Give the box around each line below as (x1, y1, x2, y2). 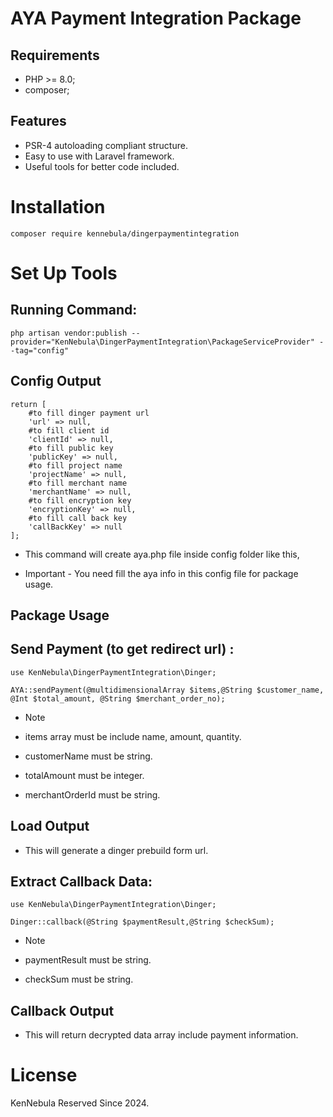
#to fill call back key (28, 513, 128, 523)
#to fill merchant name (28, 478, 128, 488)
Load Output (10, 818, 90, 835)
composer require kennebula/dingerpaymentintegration (10, 228, 240, 239)
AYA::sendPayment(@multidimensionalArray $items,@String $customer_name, (10, 685, 325, 695)
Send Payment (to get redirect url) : (10, 641, 235, 658)
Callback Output (10, 1002, 115, 1019)
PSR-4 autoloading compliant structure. (24, 139, 188, 151)
